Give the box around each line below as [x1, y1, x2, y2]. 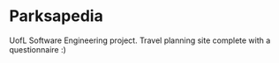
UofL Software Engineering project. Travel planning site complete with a [9, 35, 271, 45]
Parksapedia [9, 6, 103, 26]
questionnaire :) [9, 44, 66, 54]
